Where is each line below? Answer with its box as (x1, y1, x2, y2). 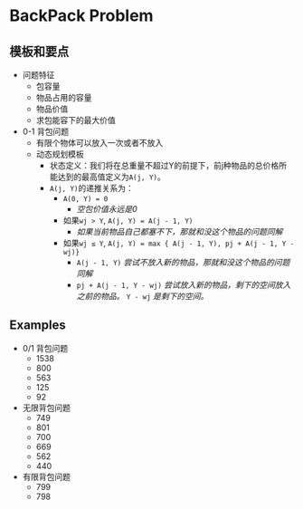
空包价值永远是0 (76, 204, 137, 214)
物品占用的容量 (35, 92, 92, 102)
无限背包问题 (22, 402, 71, 413)
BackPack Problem (9, 5, 154, 26)
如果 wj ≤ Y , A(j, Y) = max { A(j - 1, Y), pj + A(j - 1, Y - (62, 237, 295, 248)
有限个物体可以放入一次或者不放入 (35, 138, 164, 148)
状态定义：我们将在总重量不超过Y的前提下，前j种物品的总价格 (49, 160, 279, 170)
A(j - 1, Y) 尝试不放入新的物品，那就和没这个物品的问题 (76, 257, 290, 267)
